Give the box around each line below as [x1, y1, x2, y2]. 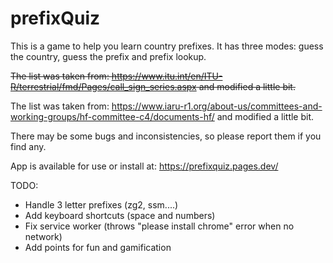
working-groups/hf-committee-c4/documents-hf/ [10, 110, 215, 122]
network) [24, 230, 63, 242]
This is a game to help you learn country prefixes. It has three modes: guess [10, 40, 324, 52]
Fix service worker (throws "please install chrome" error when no [24, 220, 295, 232]
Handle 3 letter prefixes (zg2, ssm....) [24, 198, 179, 211]
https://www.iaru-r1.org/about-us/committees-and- [111, 100, 323, 112]
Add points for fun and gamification [24, 241, 172, 253]
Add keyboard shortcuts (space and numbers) [24, 209, 216, 221]
